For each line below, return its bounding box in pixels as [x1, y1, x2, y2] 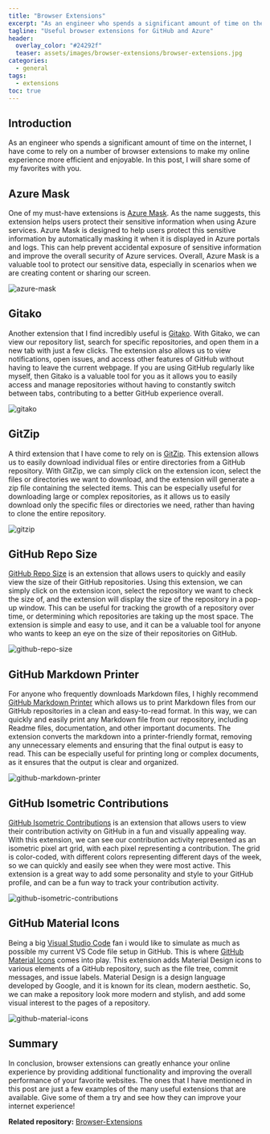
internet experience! [8, 1101, 76, 1111]
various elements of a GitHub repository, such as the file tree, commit [8, 963, 239, 973]
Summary [8, 1037, 59, 1051]
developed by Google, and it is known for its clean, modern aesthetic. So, [8, 980, 251, 991]
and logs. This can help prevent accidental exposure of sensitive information [8, 242, 262, 252]
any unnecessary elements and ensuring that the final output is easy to [8, 740, 243, 750]
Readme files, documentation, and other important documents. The [8, 723, 231, 733]
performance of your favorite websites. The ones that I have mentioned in [8, 1075, 252, 1085]
